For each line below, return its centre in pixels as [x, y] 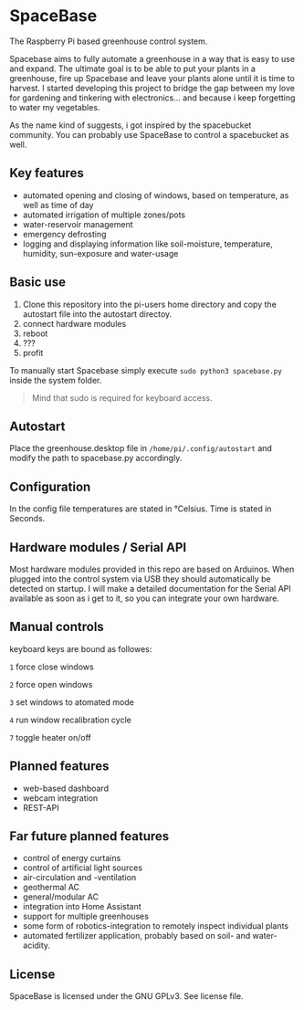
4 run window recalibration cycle [71, 720]
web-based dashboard [66, 788]
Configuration [50, 486]
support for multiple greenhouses [85, 916]
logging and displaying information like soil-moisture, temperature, [148, 244]
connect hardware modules [74, 323]
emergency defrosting [64, 234]
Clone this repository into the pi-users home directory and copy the [149, 304]
